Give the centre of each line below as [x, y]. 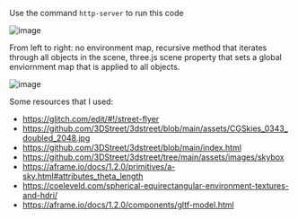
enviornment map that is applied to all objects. [95, 67]
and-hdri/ [40, 195]
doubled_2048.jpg [56, 138]
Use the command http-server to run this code [96, 13]
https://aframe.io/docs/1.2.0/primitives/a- [99, 166]
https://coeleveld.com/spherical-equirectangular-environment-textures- [156, 186]
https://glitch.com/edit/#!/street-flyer [91, 119]
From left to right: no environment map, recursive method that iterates [138, 48]
